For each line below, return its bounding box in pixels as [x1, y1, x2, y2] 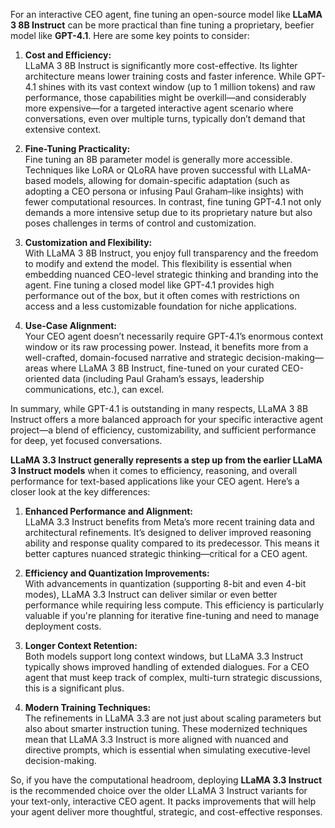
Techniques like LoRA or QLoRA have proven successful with [24, 164, 277, 176]
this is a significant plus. [24, 682, 125, 694]
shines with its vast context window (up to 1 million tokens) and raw [38, 81, 316, 93]
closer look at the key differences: [10, 486, 151, 498]
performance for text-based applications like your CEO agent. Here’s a [10, 475, 300, 487]
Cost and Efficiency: [24, 49, 112, 61]
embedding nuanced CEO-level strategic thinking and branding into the [24, 269, 319, 280]
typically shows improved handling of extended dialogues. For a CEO [24, 661, 310, 673]
